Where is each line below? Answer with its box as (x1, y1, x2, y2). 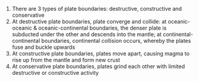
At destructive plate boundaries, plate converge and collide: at (11, 18, 167, 25)
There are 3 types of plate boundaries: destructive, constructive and (11, 5, 182, 12)
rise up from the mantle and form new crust (11, 57, 121, 63)
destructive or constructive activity (11, 69, 99, 76)
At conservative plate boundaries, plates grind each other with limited (11, 63, 185, 70)
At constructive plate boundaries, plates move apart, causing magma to (11, 50, 190, 57)
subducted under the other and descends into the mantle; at (11, 31, 162, 38)
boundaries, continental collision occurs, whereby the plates (41, 37, 191, 44)
